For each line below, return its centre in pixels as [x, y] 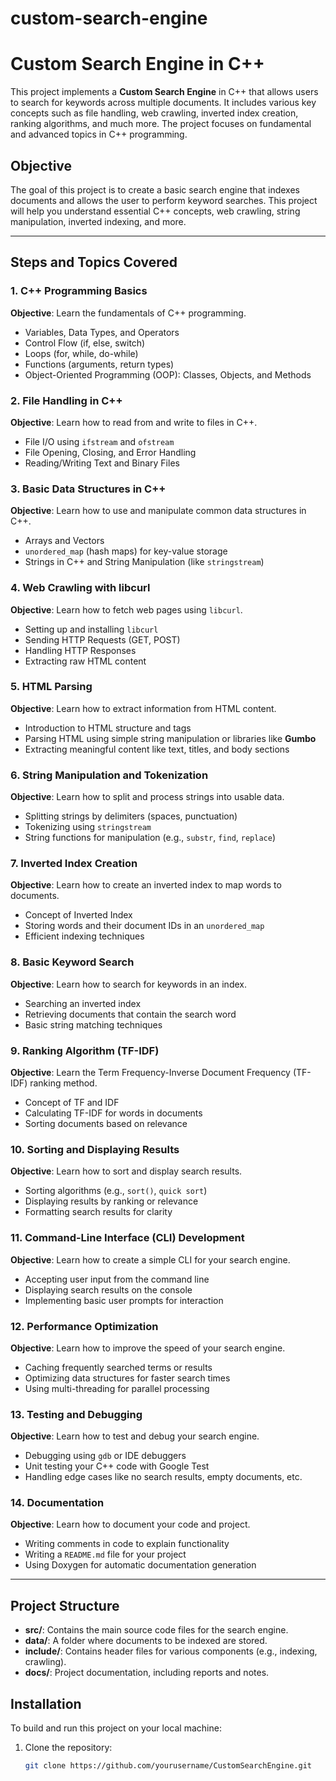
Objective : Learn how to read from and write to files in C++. [134, 422]
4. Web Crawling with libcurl [80, 588]
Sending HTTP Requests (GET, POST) [102, 639]
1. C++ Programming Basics [79, 291]
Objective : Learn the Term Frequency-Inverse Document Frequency [150, 1072]
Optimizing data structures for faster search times [127, 1378]
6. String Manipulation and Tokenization [109, 775]
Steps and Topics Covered [94, 262]
